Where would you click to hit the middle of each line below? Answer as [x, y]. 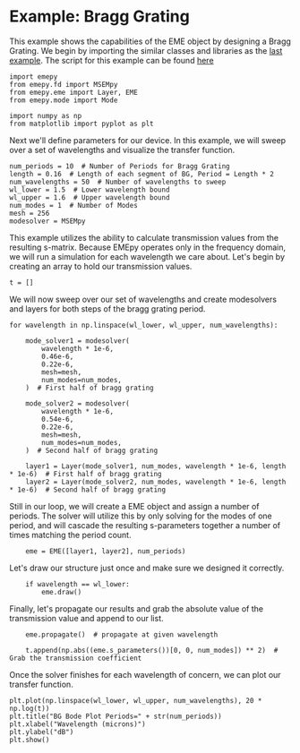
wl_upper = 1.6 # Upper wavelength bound [90, 197]
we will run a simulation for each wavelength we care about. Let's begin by [147, 256]
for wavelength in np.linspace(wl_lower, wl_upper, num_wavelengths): [144, 325]
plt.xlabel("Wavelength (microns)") [77, 724]
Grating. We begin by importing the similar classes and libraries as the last [146, 50]
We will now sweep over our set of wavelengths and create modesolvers [143, 299]
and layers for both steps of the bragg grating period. [107, 308]
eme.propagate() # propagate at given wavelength [122, 634]
